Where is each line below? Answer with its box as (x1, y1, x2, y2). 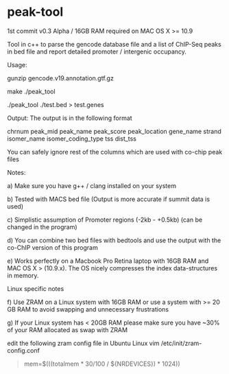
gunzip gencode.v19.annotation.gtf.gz (7, 73, 114, 82)
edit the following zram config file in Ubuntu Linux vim (7, 339, 160, 347)
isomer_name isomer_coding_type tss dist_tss (7, 135, 137, 143)
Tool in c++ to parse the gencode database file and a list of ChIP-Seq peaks (7, 40, 221, 48)
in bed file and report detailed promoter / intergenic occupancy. (7, 47, 187, 56)
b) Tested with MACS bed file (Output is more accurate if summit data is (7, 195, 210, 203)
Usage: (7, 60, 27, 69)
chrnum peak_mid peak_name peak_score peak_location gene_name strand (7, 127, 221, 135)
